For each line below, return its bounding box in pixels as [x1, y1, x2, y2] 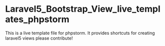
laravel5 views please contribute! [5, 35, 73, 41]
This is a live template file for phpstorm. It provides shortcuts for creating [5, 30, 156, 36]
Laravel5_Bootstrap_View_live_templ [5, 3, 161, 15]
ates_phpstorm [5, 14, 70, 25]
